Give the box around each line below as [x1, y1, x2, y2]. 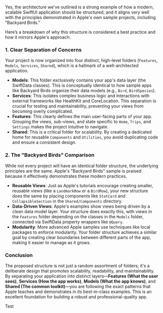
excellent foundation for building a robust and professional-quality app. [5, 293, 147, 299]
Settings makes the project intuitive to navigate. [12, 124, 109, 130]
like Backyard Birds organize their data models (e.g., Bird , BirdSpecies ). [12, 88, 156, 94]
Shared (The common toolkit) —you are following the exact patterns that [5, 283, 151, 289]
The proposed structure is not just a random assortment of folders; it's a [5, 263, 150, 269]
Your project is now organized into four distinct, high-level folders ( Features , [5, 58, 158, 63]
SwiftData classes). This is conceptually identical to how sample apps [12, 82, 152, 88]
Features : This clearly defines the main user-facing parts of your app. [12, 114, 152, 119]
